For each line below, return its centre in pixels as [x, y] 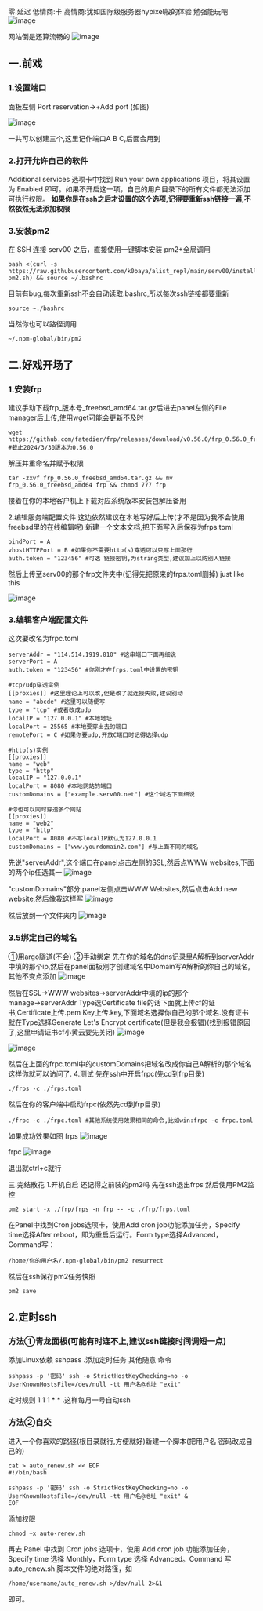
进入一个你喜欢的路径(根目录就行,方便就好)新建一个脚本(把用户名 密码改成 [127, 1441]
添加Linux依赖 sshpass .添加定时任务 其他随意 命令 [90, 1360]
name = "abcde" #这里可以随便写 [57, 702]
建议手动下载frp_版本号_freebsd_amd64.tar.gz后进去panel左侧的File [117, 407]
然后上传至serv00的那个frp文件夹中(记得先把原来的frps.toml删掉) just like [126, 574]
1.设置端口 [27, 88]
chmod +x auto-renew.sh [47, 1533]
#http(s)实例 [28, 751]
